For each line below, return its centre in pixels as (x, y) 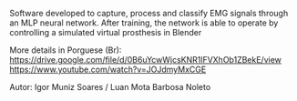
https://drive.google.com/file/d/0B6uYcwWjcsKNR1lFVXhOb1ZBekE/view (146, 60)
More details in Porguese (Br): (66, 50)
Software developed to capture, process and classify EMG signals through (149, 13)
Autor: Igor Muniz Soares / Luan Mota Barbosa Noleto (110, 87)
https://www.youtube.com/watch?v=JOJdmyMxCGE (108, 69)
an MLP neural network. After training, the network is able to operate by (144, 23)
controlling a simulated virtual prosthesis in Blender (106, 32)
